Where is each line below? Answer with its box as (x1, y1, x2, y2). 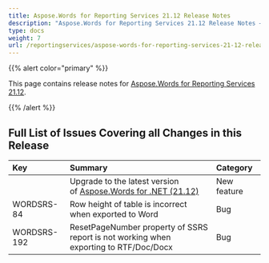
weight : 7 (8, 34, 42, 42)
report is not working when (69, 231, 171, 242)
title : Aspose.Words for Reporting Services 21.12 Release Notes (8, 11, 231, 20)
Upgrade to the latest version (69, 175, 179, 186)
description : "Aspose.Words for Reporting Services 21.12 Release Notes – (8, 19, 263, 27)
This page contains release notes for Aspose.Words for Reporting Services (8, 79, 255, 89)
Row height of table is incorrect (69, 198, 187, 209)
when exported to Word (69, 209, 159, 220)
